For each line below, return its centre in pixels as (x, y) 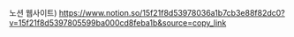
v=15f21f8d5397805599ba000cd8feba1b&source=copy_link (118, 23)
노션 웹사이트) (33, 13)
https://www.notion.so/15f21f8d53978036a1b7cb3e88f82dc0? (172, 13)
